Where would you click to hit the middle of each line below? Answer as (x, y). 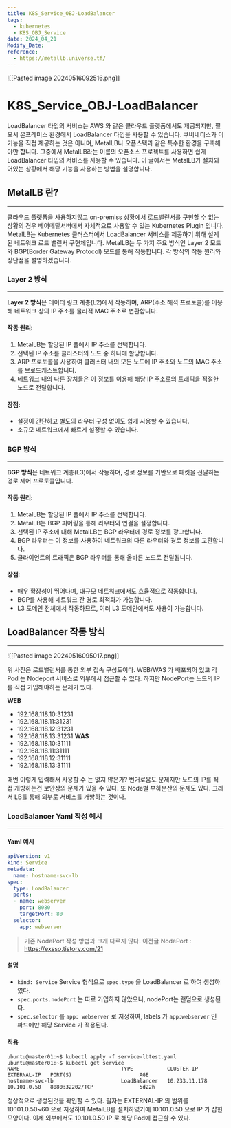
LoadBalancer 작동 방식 (56, 632)
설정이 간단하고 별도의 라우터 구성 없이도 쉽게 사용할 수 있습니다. (103, 421)
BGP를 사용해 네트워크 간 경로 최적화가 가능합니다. (85, 599)
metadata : (21, 869)
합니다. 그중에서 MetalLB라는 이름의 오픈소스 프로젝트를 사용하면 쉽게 (113, 152)
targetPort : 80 (41, 914)
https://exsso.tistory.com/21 (63, 948)
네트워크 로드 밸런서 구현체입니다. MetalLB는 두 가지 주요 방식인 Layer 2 (111, 242)
